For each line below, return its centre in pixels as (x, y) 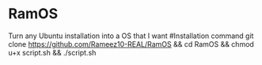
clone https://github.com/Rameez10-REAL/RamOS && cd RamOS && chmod (131, 44)
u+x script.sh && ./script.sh (52, 52)
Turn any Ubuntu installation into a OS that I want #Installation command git (131, 36)
